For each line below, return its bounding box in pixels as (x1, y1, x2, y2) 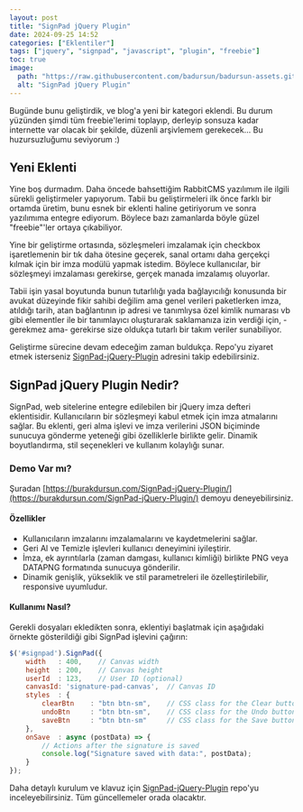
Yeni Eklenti (9, 160, 77, 176)
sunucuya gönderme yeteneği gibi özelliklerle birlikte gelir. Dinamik (9, 430, 259, 441)
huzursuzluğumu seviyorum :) (9, 134, 120, 144)
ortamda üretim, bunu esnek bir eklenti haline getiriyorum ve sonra (9, 203, 257, 214)
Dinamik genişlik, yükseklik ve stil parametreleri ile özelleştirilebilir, (22, 571, 269, 582)
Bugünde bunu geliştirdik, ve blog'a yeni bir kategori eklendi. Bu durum (9, 105, 273, 115)
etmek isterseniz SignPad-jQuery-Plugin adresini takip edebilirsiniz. (9, 351, 260, 362)
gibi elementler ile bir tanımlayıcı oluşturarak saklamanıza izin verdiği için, (9, 315, 281, 326)
